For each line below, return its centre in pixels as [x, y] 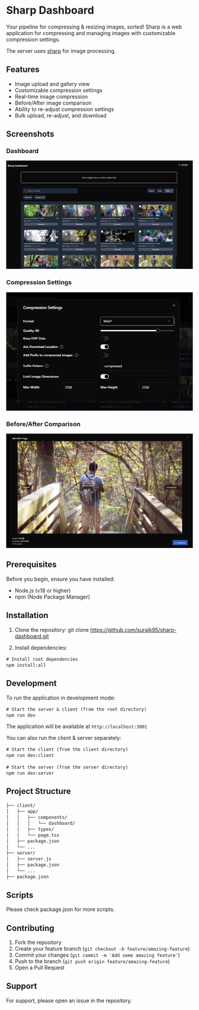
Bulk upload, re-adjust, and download [60, 115]
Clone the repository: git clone [52, 629]
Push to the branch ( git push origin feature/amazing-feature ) [92, 961]
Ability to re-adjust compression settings [64, 109]
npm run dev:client [30, 755]
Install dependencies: [41, 647]
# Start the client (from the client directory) [67, 749]
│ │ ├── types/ [30, 829]
